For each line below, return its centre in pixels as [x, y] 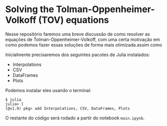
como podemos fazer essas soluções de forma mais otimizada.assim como [84, 45]
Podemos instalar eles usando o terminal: [48, 90]
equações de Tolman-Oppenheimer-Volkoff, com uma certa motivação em [83, 39]
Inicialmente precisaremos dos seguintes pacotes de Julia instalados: [78, 55]
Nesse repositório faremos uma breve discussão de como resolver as [78, 34]
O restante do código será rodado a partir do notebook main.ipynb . [75, 118]
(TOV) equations [74, 20]
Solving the [30, 9]
